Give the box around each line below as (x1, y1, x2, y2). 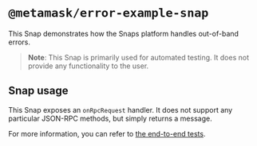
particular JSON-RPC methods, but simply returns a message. (8, 113, 213, 123)
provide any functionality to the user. (27, 61, 149, 71)
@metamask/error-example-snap (8, 6, 209, 21)
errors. (8, 37, 30, 47)
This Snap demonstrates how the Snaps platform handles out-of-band (8, 29, 239, 38)
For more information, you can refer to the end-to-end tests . (8, 129, 206, 138)
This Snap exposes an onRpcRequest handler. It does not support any (8, 105, 233, 114)
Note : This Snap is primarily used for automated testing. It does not (27, 52, 250, 62)
